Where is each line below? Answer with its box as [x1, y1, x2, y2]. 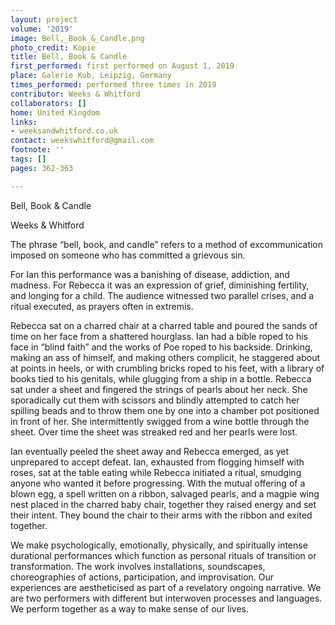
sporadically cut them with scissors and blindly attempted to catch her [10, 394, 300, 406]
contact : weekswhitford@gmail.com [10, 136, 155, 146]
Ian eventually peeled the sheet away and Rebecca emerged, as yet [10, 445, 290, 457]
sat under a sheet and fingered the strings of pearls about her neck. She [10, 383, 308, 395]
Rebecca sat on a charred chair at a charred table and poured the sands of [10, 319, 318, 331]
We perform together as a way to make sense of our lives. [10, 602, 250, 615]
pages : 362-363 [10, 163, 74, 173]
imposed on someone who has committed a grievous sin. [10, 249, 246, 261]
